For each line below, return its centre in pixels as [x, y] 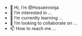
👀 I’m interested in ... [31, 13]
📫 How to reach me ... [33, 28]
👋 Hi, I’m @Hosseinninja [34, 8]
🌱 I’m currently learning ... [36, 18]
